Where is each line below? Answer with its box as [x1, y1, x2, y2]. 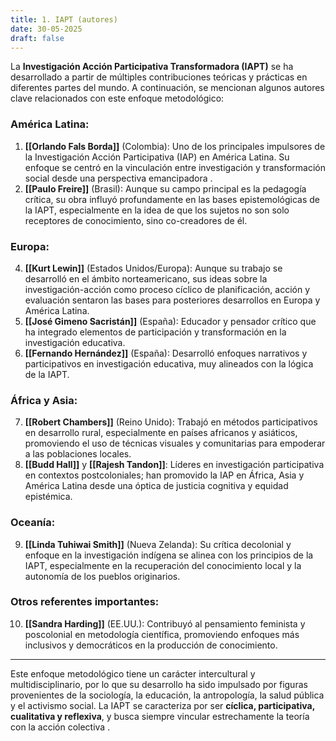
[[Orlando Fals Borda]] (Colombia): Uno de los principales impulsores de [24, 140, 326, 152]
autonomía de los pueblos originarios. [24, 570, 181, 582]
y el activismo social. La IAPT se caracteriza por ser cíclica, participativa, [10, 699, 315, 711]
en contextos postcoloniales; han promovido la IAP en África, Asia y [24, 469, 305, 481]
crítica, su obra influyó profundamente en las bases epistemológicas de [24, 193, 321, 205]
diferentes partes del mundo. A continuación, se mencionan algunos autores [10, 82, 325, 94]
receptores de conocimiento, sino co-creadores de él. [24, 214, 248, 226]
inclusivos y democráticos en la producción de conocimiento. [24, 639, 278, 651]
